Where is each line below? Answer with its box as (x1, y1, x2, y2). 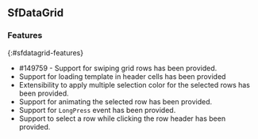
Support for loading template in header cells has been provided (18, 71, 226, 81)
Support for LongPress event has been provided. (18, 105, 176, 115)
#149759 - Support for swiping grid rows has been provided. (18, 63, 218, 73)
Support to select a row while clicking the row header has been (18, 114, 226, 123)
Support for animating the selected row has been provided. (18, 96, 213, 106)
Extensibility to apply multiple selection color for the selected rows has (18, 80, 251, 89)
